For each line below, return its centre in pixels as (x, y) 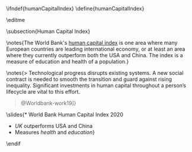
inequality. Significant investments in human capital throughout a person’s (96, 85)
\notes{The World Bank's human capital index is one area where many (92, 43)
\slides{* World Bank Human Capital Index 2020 (65, 115)
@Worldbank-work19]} (48, 103)
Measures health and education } (55, 132)
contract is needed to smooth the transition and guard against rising (89, 79)
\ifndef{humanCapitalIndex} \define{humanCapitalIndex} (75, 9)
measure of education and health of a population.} (68, 62)
